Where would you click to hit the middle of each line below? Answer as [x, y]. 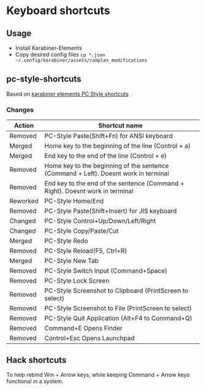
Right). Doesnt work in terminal [89, 191]
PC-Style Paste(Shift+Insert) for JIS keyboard [111, 211]
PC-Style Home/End [74, 201]
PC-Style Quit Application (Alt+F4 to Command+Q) [118, 318]
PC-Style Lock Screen [77, 281]
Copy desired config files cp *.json [60, 55]
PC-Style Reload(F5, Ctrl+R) [86, 251]
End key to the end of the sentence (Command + [114, 183]
